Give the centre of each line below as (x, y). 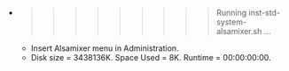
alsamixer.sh (239, 31)
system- (231, 22)
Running (231, 13)
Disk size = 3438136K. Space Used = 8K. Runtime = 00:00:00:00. (151, 57)
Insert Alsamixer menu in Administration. (105, 48)
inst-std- (264, 13)
